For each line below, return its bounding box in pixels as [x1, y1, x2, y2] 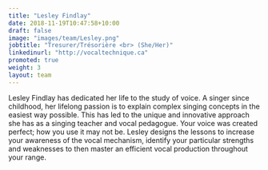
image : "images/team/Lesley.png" [8, 34, 120, 42]
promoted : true [8, 57, 59, 65]
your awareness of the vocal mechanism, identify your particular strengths [8, 135, 254, 144]
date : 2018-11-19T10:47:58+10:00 [8, 19, 120, 27]
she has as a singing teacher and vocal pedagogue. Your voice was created [8, 118, 258, 128]
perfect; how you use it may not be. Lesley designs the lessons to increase [8, 127, 254, 136]
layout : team [8, 71, 52, 79]
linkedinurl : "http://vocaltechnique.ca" [8, 49, 149, 57]
